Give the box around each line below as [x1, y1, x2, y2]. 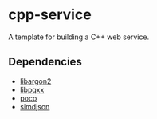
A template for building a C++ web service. [8, 32, 150, 42]
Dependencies [8, 55, 82, 69]
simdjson [19, 101, 50, 111]
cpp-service [8, 6, 92, 24]
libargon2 [19, 76, 52, 85]
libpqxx [19, 85, 45, 94]
